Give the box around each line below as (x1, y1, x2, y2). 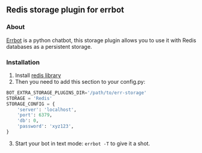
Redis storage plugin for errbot (6, 5, 125, 15)
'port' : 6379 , (17, 112, 52, 118)
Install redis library (14, 72, 62, 79)
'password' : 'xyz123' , (17, 123, 74, 130)
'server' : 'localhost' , (17, 107, 77, 113)
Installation (6, 58, 40, 66)
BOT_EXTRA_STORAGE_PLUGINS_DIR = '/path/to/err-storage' (6, 90, 147, 96)
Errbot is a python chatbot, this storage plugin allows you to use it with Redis (6, 36, 197, 44)
